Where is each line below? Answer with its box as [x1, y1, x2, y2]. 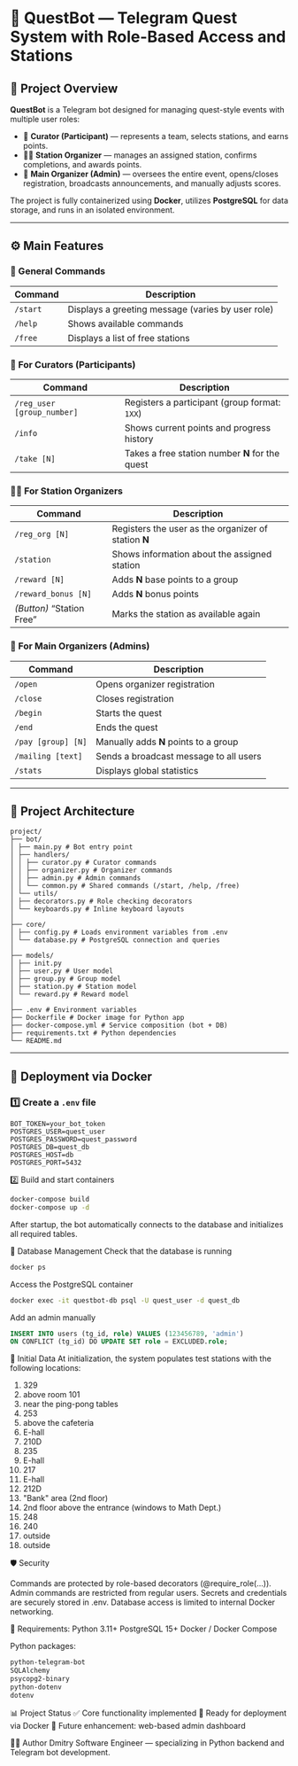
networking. [10, 1607, 54, 1617]
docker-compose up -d [10, 1202, 90, 1212]
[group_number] [14, 407, 79, 417]
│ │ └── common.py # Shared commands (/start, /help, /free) [10, 882, 241, 891]
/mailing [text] [14, 751, 83, 761]
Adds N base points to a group [111, 573, 239, 586]
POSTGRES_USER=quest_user [10, 1127, 105, 1137]
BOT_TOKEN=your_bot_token [10, 1120, 105, 1129]
